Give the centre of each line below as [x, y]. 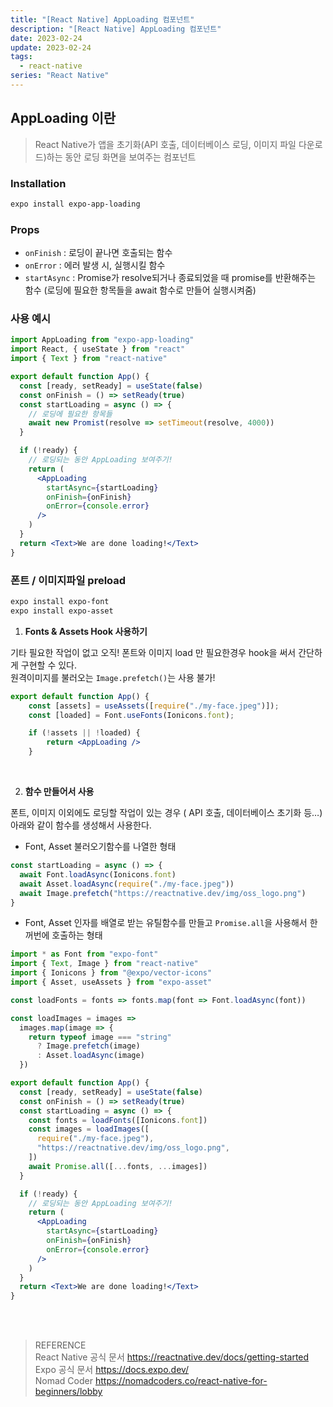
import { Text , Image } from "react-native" [104, 964]
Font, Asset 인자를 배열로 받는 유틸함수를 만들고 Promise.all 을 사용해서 [166, 923]
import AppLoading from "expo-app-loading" [102, 340]
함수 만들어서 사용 [59, 791]
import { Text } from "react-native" [89, 359]
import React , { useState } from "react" [98, 349]
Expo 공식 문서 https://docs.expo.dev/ [112, 1370]
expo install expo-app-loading [75, 204]
